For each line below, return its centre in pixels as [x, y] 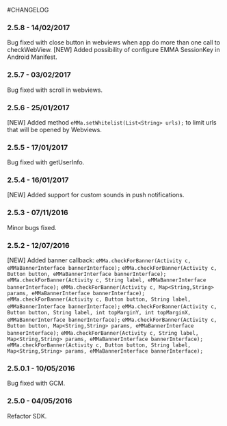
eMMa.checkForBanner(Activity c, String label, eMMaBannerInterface [107, 280]
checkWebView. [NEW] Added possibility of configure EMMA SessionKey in [113, 50]
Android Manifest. [32, 57]
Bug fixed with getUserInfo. [46, 162]
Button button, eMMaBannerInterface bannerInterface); [87, 274]
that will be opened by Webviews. [55, 129]
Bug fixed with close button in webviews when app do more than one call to [114, 42]
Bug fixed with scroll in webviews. [55, 90]
